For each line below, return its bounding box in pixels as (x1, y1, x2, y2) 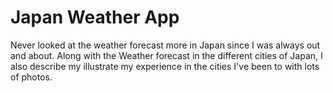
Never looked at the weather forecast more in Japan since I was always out (10, 39, 321, 51)
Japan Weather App (10, 6, 180, 29)
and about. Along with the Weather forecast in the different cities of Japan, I (10, 49, 323, 61)
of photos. (10, 71, 53, 83)
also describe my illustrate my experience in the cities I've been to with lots (10, 60, 320, 72)
